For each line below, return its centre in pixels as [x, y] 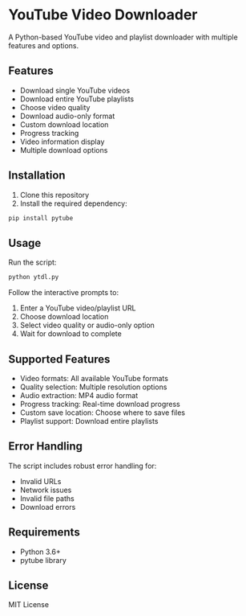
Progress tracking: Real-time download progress [100, 404]
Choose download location [64, 317]
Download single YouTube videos [75, 90]
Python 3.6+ [40, 552]
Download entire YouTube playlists [77, 99]
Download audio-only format [67, 116]
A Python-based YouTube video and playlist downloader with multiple [123, 37]
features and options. [43, 45]
